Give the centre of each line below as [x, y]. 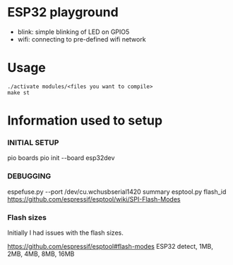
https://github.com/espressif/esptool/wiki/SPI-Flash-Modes [94, 199]
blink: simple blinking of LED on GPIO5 [73, 32]
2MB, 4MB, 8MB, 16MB [41, 254]
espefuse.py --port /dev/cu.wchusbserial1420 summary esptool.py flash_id [117, 192]
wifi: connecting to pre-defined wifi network [82, 39]
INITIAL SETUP [33, 142]
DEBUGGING [29, 176]
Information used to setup [85, 121]
